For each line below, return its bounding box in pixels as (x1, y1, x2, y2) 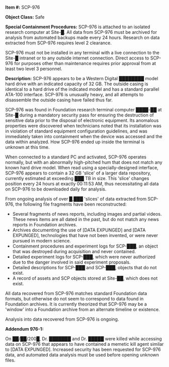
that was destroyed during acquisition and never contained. (12, 249, 136, 254)
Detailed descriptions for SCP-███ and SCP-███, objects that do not (12, 265, 157, 270)
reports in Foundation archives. (12, 222, 77, 227)
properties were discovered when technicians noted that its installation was (5, 123, 162, 129)
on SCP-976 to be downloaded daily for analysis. (5, 186, 107, 192)
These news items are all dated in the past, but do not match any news (12, 216, 159, 222)
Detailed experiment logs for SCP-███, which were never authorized (12, 254, 156, 260)
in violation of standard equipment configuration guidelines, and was (5, 128, 147, 134)
